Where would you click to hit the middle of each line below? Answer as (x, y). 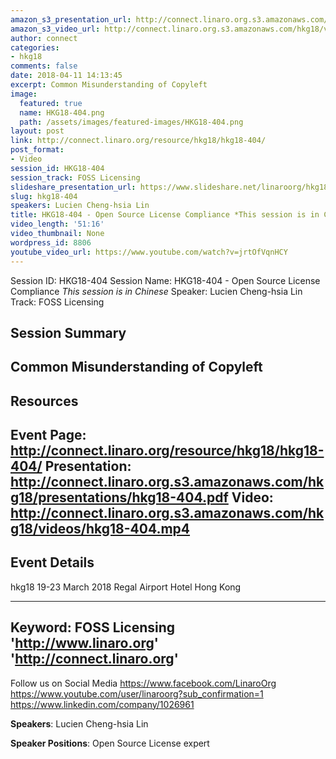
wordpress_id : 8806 (51, 242)
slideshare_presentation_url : (73, 187)
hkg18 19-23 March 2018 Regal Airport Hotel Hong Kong (126, 587)
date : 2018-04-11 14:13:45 (66, 76)
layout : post (37, 131)
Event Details (52, 562)
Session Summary (68, 332)
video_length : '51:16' (57, 224)
